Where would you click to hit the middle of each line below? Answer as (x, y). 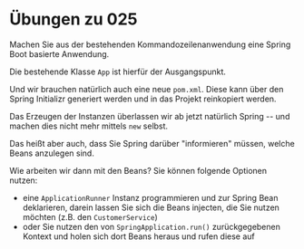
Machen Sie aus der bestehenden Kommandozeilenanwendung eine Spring (150, 44)
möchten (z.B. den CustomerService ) (90, 216)
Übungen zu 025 (74, 19)
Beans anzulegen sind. (52, 153)
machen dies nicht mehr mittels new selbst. (89, 126)
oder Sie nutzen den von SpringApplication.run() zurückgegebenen (152, 226)
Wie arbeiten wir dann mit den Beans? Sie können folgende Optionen (138, 170)
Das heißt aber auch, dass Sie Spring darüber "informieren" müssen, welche (152, 143)
